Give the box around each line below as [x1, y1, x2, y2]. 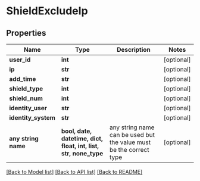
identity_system [9, 114, 55, 121]
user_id [9, 55, 31, 64]
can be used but [109, 131, 155, 139]
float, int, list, [61, 142, 99, 150]
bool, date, [61, 127, 92, 135]
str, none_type [61, 149, 104, 157]
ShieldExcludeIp [6, 4, 88, 18]
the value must [109, 138, 151, 146]
